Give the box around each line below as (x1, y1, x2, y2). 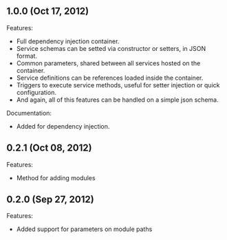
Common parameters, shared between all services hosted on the (16, 58, 201, 67)
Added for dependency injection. (16, 122, 110, 130)
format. (16, 52, 38, 60)
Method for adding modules (16, 173, 96, 182)
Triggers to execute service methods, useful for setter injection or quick (16, 80, 220, 89)
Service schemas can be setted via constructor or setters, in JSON (16, 44, 206, 52)
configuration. (16, 88, 56, 96)
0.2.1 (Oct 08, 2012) (6, 142, 92, 154)
